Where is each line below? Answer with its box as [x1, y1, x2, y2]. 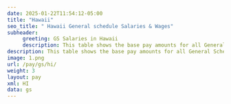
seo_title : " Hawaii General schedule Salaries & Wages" [7, 23, 174, 29]
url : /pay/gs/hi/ [7, 61, 57, 68]
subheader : [7, 29, 38, 36]
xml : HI [7, 80, 30, 87]
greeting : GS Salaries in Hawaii [22, 36, 118, 42]
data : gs [7, 86, 32, 93]
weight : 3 [7, 67, 36, 74]
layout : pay [7, 73, 41, 81]
